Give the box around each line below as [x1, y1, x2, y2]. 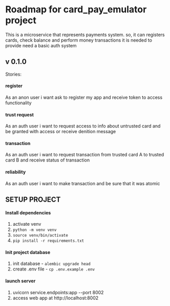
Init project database [5, 249, 51, 255]
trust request [5, 112, 34, 118]
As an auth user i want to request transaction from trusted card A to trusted [5, 152, 164, 158]
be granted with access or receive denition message [5, 129, 116, 135]
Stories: [5, 71, 22, 77]
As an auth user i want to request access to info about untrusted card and [5, 123, 161, 129]
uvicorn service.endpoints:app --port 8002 [12, 289, 104, 295]
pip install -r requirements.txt [12, 238, 84, 244]
